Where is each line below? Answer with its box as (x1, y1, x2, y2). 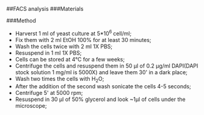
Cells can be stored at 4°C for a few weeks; (15, 55, 125, 63)
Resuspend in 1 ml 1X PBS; (15, 49, 82, 57)
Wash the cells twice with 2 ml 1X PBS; (15, 43, 113, 50)
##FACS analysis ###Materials (6, 5, 84, 12)
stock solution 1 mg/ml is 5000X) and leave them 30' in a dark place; (15, 68, 188, 75)
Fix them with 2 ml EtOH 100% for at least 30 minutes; (15, 36, 151, 43)
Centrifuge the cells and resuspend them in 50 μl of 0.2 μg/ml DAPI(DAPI (15, 62, 199, 69)
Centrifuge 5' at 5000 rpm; (15, 89, 84, 97)
